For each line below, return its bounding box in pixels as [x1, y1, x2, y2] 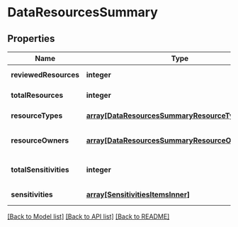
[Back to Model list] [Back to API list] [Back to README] [7, 212, 170, 221]
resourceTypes [11, 111, 63, 121]
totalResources [11, 90, 64, 100]
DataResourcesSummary [7, 4, 158, 21]
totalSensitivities [11, 165, 69, 175]
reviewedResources [11, 70, 80, 79]
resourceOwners [11, 135, 69, 145]
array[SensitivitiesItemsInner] [86, 189, 190, 199]
